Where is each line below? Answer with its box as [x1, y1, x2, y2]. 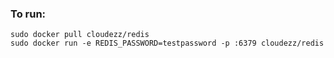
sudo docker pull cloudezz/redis [10, 30, 150, 40]
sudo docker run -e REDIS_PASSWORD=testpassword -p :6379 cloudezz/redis [10, 38, 325, 49]
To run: [10, 7, 47, 21]
